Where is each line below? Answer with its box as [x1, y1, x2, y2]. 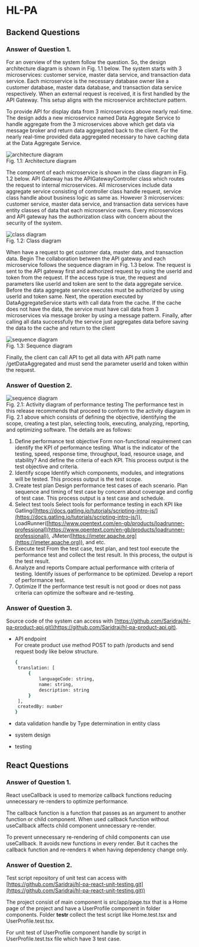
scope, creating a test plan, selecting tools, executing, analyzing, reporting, [6, 420, 190, 427]
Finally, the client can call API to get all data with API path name [6, 353, 161, 361]
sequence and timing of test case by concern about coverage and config [14, 488, 193, 495]
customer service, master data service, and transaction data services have [6, 200, 189, 207]
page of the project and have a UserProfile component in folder [6, 905, 161, 912]
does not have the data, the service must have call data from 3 [6, 305, 159, 312]
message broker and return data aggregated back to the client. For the [6, 127, 178, 134]
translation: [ [17, 665, 55, 671]
